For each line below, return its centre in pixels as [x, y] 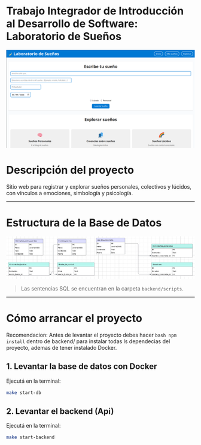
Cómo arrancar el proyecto [74, 318]
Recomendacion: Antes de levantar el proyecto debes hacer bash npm [92, 335]
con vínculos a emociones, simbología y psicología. [70, 193]
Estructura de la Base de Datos [84, 223]
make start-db [24, 393]
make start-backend [31, 438]
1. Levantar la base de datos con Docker [82, 367]
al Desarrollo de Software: [72, 24]
